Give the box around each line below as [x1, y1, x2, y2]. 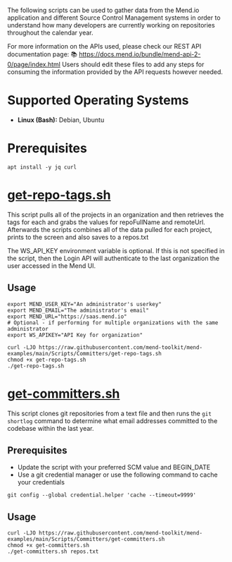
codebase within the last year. [7, 424, 94, 432]
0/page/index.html [7, 60, 61, 68]
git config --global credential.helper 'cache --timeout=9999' [7, 491, 197, 499]
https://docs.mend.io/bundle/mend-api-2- [78, 50, 201, 59]
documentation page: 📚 [7, 50, 78, 59]
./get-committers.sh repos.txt [7, 548, 99, 556]
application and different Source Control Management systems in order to [7, 13, 221, 22]
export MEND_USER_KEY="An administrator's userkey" [7, 300, 162, 307]
